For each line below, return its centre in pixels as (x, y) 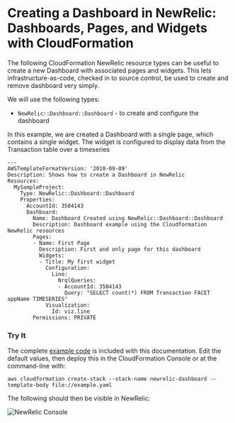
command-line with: (36, 366)
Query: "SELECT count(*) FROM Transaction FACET (137, 292)
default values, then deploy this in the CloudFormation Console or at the (112, 358)
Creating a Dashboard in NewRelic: (112, 13)
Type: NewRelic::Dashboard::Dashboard (77, 193)
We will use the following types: (54, 99)
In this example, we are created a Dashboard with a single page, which (110, 134)
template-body (28, 385)
